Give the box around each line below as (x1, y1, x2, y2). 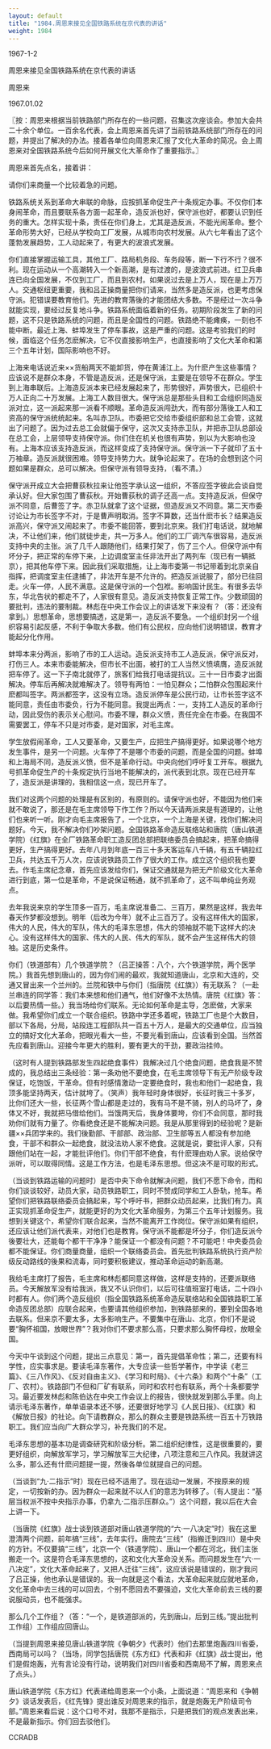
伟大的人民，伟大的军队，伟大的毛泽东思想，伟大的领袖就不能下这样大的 (8, 923, 248, 932)
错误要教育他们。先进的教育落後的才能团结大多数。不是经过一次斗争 (35, 295, 263, 305)
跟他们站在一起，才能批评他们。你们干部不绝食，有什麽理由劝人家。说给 (8, 1149, 248, 1158)
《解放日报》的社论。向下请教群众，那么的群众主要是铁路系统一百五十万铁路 (8, 1412, 263, 1421)
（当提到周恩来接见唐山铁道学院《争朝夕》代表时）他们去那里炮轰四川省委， (8, 1639, 263, 1649)
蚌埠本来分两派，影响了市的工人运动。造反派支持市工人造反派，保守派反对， (8, 649, 263, 659)
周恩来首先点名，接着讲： (8, 163, 94, 173)
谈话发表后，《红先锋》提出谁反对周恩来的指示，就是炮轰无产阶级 (22, 1697, 238, 1706)
